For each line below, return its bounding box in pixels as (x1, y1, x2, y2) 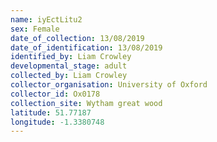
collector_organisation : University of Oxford (10, 80, 208, 90)
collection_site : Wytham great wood (10, 98, 163, 108)
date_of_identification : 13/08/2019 (10, 42, 163, 53)
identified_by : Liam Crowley (10, 52, 132, 62)
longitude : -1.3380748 (10, 117, 105, 127)
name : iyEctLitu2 (10, 14, 83, 25)
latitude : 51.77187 (10, 107, 92, 118)
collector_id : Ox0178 (10, 89, 101, 99)
